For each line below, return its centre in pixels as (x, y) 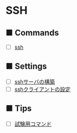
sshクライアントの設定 (42, 89)
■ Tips (19, 109)
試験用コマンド (33, 123)
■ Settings (26, 66)
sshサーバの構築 (35, 81)
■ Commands (32, 33)
